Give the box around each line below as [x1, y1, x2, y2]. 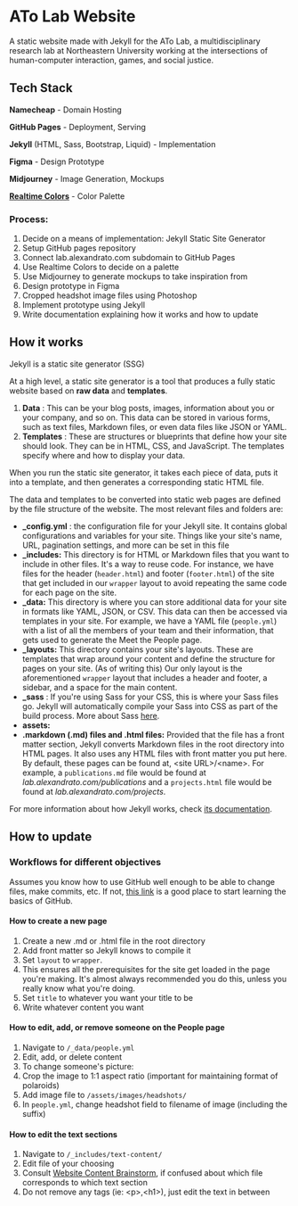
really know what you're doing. [21, 983, 136, 994]
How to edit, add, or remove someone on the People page [9, 1022, 225, 1033]
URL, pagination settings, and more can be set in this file [21, 540, 230, 550]
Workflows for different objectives [9, 856, 162, 869]
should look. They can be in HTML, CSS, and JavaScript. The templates [21, 440, 285, 451]
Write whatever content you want [21, 1002, 144, 1012]
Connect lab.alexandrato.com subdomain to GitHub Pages [21, 252, 236, 263]
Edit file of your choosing [21, 1158, 115, 1169]
